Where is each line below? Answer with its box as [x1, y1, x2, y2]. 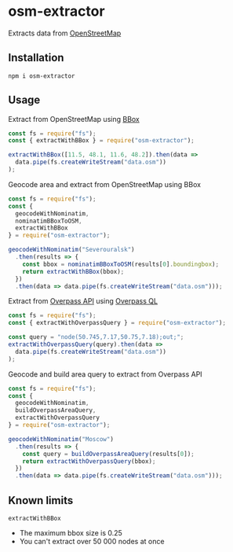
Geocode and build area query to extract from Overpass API [8, 369, 202, 379]
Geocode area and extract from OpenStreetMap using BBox [8, 179, 202, 189]
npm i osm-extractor [8, 72, 76, 80]
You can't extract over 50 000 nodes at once [19, 537, 165, 546]
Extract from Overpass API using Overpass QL [8, 296, 158, 306]
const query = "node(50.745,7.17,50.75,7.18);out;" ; [8, 333, 184, 341]
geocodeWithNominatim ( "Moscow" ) [8, 435, 114, 443]
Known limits [8, 494, 74, 507]
